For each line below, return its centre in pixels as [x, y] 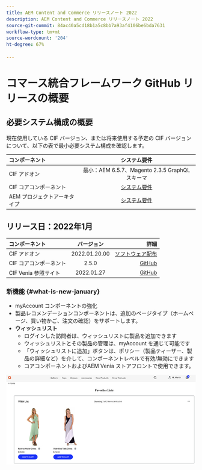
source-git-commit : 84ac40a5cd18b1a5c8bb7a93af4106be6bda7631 [86, 25]
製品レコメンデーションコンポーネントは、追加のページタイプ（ [94, 313]
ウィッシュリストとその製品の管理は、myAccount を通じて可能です [107, 343]
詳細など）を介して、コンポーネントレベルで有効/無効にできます [114, 359]
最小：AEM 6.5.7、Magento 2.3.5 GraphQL [137, 170]
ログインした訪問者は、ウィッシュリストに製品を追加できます [100, 336]
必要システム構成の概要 [50, 123]
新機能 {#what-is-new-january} [53, 292]
